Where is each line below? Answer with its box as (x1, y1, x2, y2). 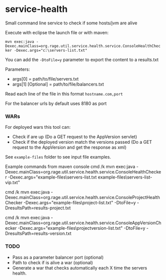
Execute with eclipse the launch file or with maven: (5, 29, 109, 35)
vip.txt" (5, 180, 20, 186)
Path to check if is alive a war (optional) (12, 260, 93, 266)
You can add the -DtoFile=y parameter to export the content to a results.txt (5, 56, 159, 63)
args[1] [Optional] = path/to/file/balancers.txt (12, 81, 104, 87)
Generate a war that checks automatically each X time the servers (12, 265, 147, 271)
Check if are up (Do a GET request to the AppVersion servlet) (12, 134, 137, 140)
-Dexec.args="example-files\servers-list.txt (8, 174, 97, 180)
